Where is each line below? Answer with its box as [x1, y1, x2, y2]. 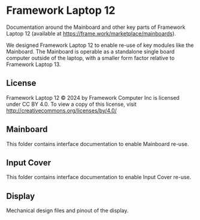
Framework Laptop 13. [6, 61, 61, 68]
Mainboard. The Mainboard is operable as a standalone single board [6, 47, 175, 55]
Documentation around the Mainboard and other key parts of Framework [6, 23, 186, 31]
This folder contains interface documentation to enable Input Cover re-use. [6, 174, 192, 181]
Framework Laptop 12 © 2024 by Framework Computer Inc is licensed [6, 94, 180, 101]
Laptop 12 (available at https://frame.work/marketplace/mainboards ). [6, 29, 177, 37]
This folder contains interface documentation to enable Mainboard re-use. [6, 140, 189, 147]
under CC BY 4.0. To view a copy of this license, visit [6, 100, 137, 108]
